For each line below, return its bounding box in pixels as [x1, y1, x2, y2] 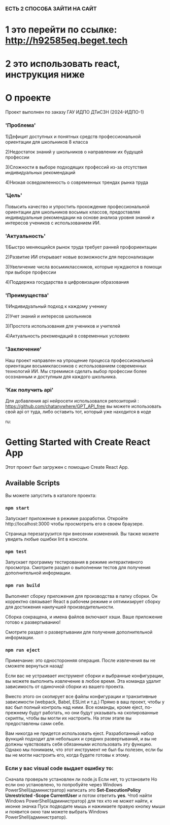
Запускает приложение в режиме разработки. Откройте [5, 515, 128, 522]
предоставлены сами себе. [5, 720, 65, 726]
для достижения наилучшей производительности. [5, 604, 115, 610]
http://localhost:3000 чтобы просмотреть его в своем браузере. [5, 521, 144, 527]
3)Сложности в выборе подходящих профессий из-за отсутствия [5, 164, 147, 170]
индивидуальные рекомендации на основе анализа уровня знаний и [5, 214, 155, 220]
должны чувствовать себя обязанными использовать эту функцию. [5, 741, 153, 747]
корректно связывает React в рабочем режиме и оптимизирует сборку [5, 598, 161, 604]
